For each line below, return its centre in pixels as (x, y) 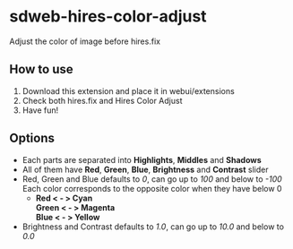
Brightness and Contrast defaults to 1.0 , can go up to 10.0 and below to (153, 227)
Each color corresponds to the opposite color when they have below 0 (152, 188)
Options (32, 138)
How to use (41, 69)
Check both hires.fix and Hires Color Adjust (102, 100)
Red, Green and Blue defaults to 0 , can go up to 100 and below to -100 (152, 179)
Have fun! (40, 110)
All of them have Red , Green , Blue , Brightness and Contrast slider (145, 169)
